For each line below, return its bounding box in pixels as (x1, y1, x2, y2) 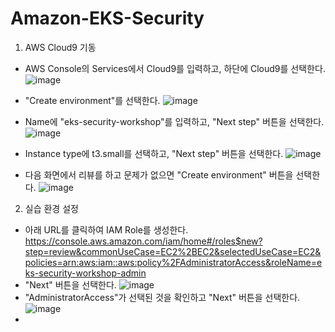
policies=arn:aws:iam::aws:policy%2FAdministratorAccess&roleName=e (24, 256, 323, 268)
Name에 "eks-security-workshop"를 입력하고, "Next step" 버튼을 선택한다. (24, 115, 325, 127)
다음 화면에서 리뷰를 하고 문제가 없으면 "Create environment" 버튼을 (24, 168, 294, 181)
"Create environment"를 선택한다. (24, 94, 161, 106)
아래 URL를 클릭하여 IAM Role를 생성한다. (24, 223, 189, 236)
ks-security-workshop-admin (24, 267, 147, 279)
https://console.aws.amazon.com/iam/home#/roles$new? (24, 235, 263, 247)
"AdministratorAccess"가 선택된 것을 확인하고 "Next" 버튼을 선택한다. (24, 291, 301, 303)
